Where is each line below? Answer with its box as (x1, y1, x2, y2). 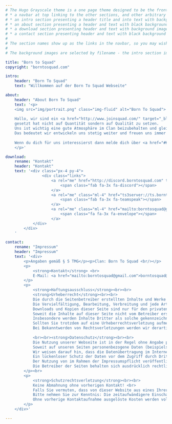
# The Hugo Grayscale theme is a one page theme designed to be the (5, 7, 155, 13)
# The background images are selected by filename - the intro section (5, 50, 161, 55)
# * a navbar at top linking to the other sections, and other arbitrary (5, 12, 166, 17)
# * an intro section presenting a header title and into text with (5, 17, 155, 22)
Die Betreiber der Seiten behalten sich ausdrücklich (32, 364, 150, 369)
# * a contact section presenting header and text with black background (5, 31, 166, 36)
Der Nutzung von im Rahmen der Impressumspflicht (32, 359, 141, 364)
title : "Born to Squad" (5, 59, 56, 65)
